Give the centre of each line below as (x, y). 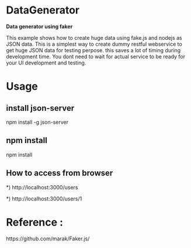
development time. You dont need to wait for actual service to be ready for (96, 56)
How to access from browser (60, 173)
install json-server (40, 108)
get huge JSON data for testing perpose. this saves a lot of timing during (93, 50)
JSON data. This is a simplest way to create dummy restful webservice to (94, 44)
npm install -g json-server (37, 122)
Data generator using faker (39, 26)
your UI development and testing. (46, 63)
